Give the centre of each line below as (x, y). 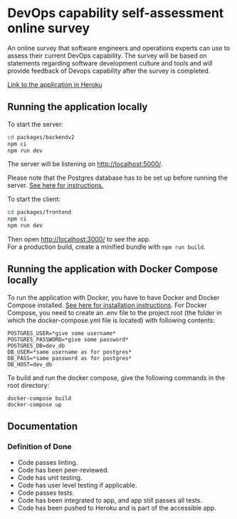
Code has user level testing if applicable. (77, 485)
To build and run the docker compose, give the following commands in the (116, 377)
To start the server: (36, 124)
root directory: (28, 385)
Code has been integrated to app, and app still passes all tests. (110, 500)
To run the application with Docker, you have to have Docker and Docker (114, 297)
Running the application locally (78, 107)
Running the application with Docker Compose (113, 269)
